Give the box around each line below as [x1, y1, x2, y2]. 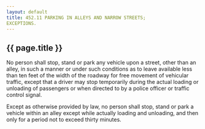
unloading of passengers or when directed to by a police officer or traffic [6, 85, 190, 92]
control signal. [6, 91, 42, 99]
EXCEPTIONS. [6, 20, 37, 26]
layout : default [6, 9, 48, 15]
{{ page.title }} [6, 43, 63, 53]
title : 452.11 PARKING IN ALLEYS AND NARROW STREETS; [6, 15, 146, 21]
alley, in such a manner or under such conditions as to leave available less [6, 65, 192, 73]
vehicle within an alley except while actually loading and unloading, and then [6, 110, 199, 117]
